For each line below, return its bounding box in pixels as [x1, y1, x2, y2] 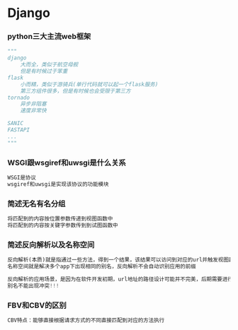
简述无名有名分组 [7, 199, 66, 208]
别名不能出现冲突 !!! [7, 282, 59, 289]
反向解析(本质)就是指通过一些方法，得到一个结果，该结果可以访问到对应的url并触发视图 [7, 257, 229, 264]
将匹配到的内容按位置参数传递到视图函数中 [7, 216, 113, 223]
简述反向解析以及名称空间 [7, 240, 95, 249]
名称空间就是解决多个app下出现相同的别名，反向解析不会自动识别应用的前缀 [7, 263, 196, 270]
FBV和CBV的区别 [7, 300, 67, 310]
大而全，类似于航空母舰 [20, 61, 79, 69]
